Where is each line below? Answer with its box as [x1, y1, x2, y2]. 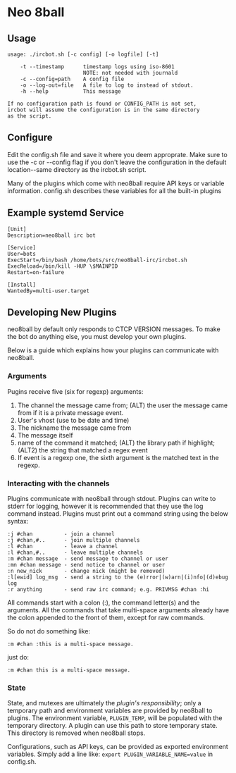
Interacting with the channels [7, 478, 111, 488]
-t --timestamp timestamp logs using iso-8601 [20, 63, 175, 70]
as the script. [7, 113, 52, 120]
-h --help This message [20, 88, 121, 95]
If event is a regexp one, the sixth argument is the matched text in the [17, 453, 220, 462]
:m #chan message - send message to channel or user [7, 555, 169, 562]
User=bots [7, 250, 37, 257]
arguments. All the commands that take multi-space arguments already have [7, 606, 230, 614]
